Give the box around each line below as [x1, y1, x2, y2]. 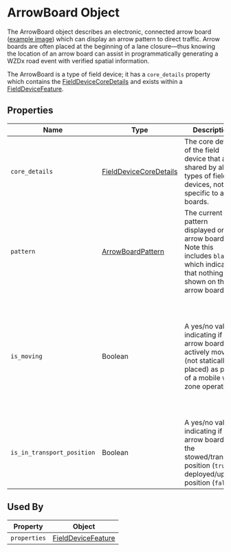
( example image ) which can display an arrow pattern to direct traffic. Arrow [7, 34, 220, 43]
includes [184, 251, 212, 261]
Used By [7, 501, 44, 513]
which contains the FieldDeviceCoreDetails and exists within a [7, 77, 184, 85]
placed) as [184, 364, 219, 374]
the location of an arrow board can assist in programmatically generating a [7, 49, 219, 58]
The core [184, 136, 214, 146]
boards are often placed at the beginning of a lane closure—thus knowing [7, 42, 215, 50]
